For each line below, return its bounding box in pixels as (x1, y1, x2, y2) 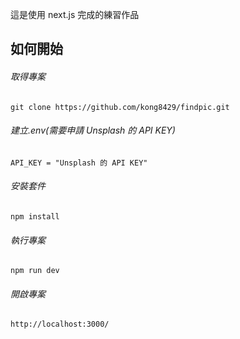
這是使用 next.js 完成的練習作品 (10, 9, 140, 20)
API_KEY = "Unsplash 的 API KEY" (10, 158, 148, 168)
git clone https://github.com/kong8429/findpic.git (10, 102, 230, 112)
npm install (10, 212, 60, 222)
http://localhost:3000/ (10, 319, 110, 330)
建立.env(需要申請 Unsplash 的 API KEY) (10, 124, 176, 137)
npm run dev (10, 266, 60, 276)
